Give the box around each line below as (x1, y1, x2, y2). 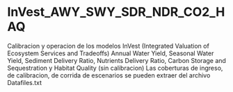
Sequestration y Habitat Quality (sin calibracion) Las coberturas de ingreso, (7, 64, 223, 72)
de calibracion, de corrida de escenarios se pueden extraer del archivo (7, 71, 211, 80)
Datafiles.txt (7, 78, 42, 86)
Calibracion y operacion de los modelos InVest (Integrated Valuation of (7, 42, 210, 50)
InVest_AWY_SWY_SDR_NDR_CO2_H (7, 4, 225, 20)
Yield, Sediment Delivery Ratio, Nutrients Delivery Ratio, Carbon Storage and (7, 56, 226, 64)
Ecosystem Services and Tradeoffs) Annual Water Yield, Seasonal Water (7, 49, 214, 57)
